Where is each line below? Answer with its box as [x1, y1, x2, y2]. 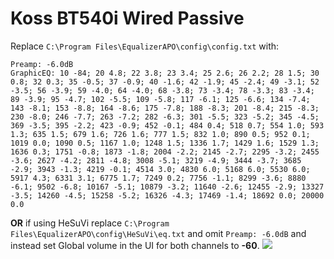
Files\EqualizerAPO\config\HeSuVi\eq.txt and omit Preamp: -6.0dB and [10, 227, 307, 239]
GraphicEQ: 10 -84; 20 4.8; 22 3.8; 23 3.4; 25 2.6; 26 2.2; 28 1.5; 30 [10, 68, 320, 78]
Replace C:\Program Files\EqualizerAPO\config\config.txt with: [10, 40, 280, 52]
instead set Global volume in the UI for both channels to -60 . [10, 239, 260, 251]
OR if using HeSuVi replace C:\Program [10, 217, 170, 229]
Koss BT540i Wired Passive [10, 7, 245, 30]
